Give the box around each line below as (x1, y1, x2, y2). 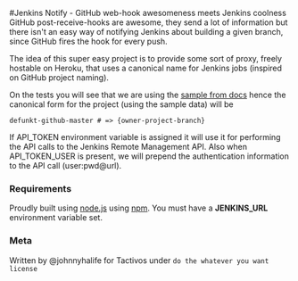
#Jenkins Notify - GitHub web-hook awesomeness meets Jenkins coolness (9, 8, 287, 18)
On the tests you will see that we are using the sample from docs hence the (9, 89, 286, 100)
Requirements (9, 182, 72, 194)
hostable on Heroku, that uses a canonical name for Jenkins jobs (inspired (9, 62, 283, 73)
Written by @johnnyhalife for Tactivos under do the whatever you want (9, 254, 269, 266)
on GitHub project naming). (9, 72, 110, 83)
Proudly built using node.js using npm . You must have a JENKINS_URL (9, 202, 269, 213)
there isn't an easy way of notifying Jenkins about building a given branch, (9, 27, 284, 37)
